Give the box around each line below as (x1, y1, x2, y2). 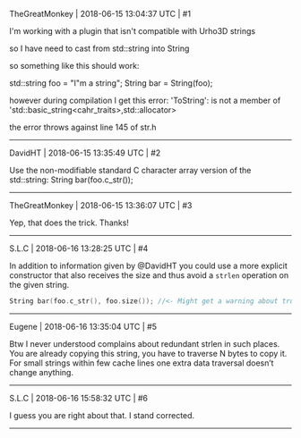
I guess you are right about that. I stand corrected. (9, 409, 195, 420)
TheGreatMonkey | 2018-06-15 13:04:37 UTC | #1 (9, 9, 191, 19)
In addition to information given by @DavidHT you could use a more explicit (9, 260, 288, 271)
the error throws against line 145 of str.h (9, 122, 157, 132)
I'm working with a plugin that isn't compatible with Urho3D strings (9, 26, 256, 36)
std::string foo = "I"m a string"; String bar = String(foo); (9, 78, 213, 88)
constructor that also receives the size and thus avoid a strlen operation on (9, 270, 289, 281)
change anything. (9, 366, 74, 377)
